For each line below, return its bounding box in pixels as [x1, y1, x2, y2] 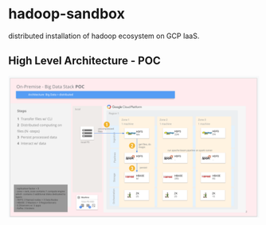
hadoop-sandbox [8, 5, 125, 23]
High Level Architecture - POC [8, 54, 161, 68]
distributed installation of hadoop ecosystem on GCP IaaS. [8, 31, 200, 41]
